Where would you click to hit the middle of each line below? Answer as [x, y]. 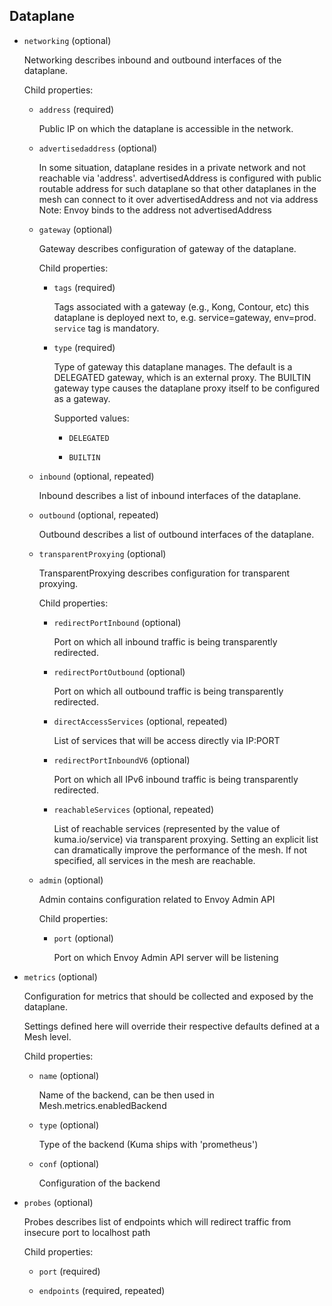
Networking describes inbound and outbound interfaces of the [152, 60]
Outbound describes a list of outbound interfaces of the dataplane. [176, 534]
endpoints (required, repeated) [102, 1290]
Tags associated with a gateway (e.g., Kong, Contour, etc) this [181, 306]
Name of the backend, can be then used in [126, 1095]
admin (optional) [71, 880]
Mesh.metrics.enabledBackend [102, 1105]
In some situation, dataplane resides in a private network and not [172, 167]
